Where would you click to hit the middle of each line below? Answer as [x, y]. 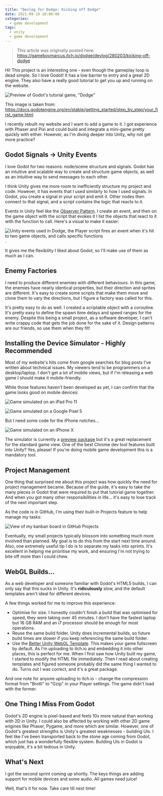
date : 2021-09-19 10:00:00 [32, 14]
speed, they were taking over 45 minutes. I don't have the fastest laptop [84, 617]
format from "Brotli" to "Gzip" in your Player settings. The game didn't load [80, 683]
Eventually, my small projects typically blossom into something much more [80, 536]
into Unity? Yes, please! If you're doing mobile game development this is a [79, 450]
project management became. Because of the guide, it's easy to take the [78, 487]
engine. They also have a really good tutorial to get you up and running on [79, 80]
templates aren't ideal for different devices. [48, 593]
